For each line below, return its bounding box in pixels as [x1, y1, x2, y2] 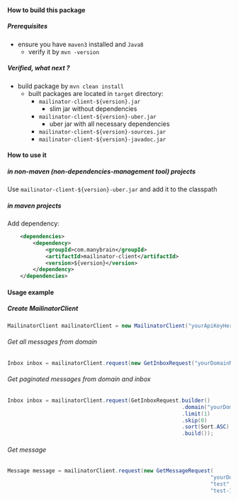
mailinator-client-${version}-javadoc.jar [38, 136, 166, 143]
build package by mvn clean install [17, 82, 124, 90]
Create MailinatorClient [7, 304, 79, 313]
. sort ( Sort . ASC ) [181, 423, 230, 430]
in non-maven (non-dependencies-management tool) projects [7, 167, 196, 176]
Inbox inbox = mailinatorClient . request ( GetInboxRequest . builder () [7, 397, 211, 404]
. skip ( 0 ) [181, 417, 208, 424]
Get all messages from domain [7, 338, 98, 346]
